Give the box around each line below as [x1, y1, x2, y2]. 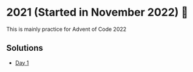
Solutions [6, 43, 44, 53]
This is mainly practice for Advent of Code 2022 [6, 25, 127, 33]
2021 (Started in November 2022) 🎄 [6, 5, 189, 19]
